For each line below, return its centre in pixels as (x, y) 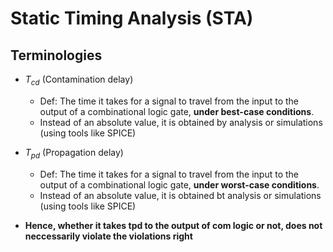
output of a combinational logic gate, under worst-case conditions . (179, 184)
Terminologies (56, 55)
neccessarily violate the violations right (108, 236)
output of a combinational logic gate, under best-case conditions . (177, 111)
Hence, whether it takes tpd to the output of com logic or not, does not (173, 225)
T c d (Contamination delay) (79, 80)
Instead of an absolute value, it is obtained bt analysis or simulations (180, 195)
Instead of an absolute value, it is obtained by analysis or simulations (181, 122)
